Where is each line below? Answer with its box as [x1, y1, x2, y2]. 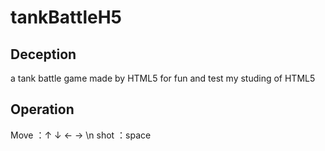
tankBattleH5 [10, 6, 122, 29]
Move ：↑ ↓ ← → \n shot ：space [10, 129, 152, 141]
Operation [10, 101, 75, 118]
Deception [10, 46, 77, 63]
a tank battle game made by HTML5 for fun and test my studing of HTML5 [10, 72, 316, 84]
